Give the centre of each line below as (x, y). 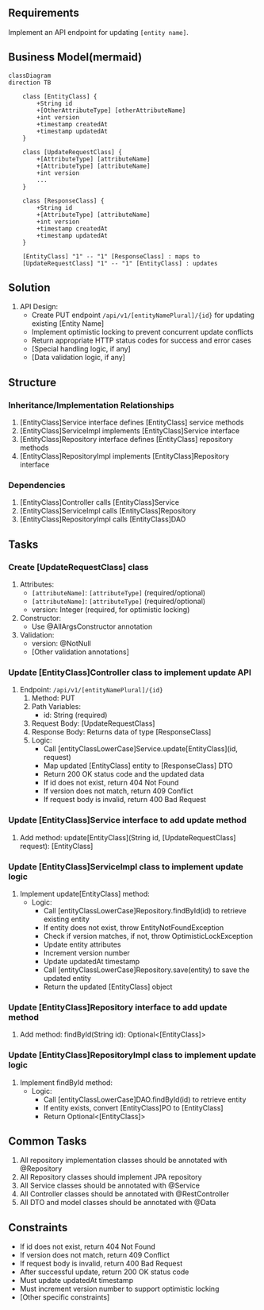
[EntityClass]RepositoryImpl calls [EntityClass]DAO (103, 519)
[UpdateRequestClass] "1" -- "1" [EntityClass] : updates (120, 263)
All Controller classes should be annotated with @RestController (124, 1194)
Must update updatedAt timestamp (76, 1281)
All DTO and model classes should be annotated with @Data (118, 1203)
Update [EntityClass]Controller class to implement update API (130, 672)
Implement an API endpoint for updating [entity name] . (98, 32)
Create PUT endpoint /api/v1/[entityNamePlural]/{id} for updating (143, 315)
